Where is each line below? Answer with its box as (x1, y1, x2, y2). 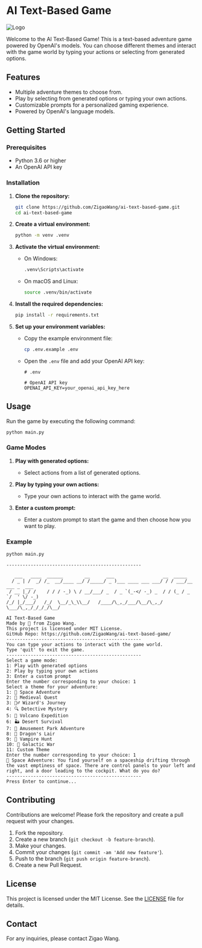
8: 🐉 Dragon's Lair (6, 731, 55, 737)
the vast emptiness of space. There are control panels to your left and (6, 763, 196, 769)
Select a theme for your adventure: (6, 684, 98, 690)
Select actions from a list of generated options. (24, 469, 140, 476)
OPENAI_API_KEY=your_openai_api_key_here (24, 385, 130, 391)
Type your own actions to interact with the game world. (24, 492, 162, 499)
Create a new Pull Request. (14, 861, 83, 869)
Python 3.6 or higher (14, 157, 66, 164)
